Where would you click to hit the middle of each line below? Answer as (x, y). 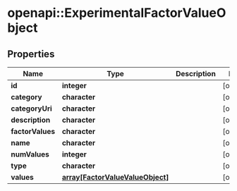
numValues (30, 154)
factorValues (33, 131)
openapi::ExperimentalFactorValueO (117, 13)
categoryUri (32, 109)
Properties (31, 54)
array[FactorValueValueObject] (115, 177)
